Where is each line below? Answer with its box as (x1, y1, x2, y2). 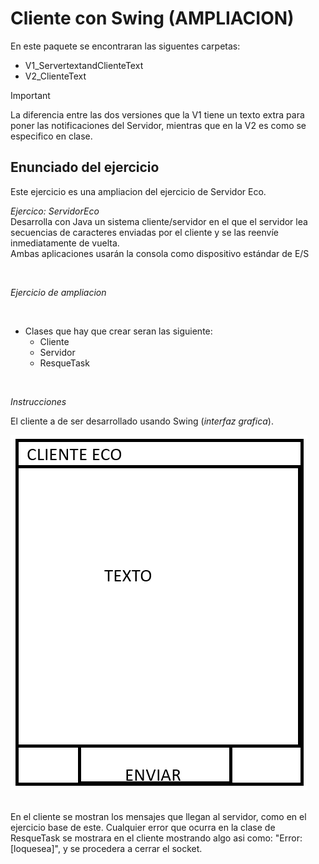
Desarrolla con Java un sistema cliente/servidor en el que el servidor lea (10, 215, 308, 227)
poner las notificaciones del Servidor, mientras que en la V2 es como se (10, 119, 307, 131)
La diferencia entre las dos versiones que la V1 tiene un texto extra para (10, 108, 305, 121)
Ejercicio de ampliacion (10, 286, 107, 298)
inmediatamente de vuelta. (10, 237, 120, 249)
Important (10, 89, 51, 101)
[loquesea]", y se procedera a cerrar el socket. (10, 842, 203, 854)
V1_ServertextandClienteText (24, 59, 144, 71)
